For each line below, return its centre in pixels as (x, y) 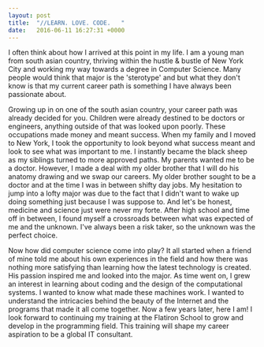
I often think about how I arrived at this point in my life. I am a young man (126, 53)
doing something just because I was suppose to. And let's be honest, (120, 202)
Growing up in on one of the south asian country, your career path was (123, 110)
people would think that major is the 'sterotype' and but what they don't (124, 78)
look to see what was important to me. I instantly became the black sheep (128, 151)
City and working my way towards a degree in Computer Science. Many (125, 69)
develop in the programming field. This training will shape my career (119, 326)
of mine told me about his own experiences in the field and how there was (128, 259)
